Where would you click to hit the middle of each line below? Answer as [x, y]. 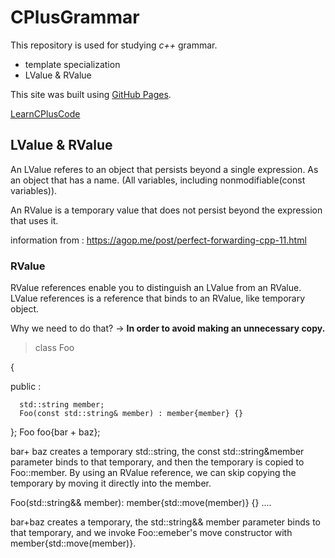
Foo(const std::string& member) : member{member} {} [131, 414]
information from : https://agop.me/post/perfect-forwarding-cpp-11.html [158, 240]
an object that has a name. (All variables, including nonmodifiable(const [158, 180]
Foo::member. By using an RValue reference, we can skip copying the [153, 473]
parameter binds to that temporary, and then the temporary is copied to [157, 462]
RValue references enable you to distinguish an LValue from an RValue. [156, 288]
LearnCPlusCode [45, 113]
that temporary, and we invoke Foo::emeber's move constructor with [151, 533]
